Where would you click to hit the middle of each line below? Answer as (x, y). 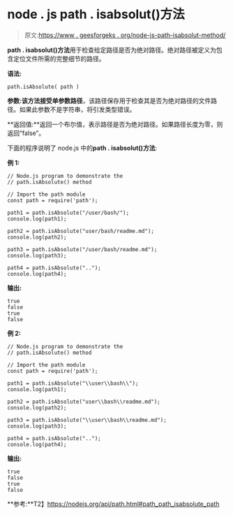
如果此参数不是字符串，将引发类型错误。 (77, 109)
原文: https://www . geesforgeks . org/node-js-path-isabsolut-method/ (125, 35)
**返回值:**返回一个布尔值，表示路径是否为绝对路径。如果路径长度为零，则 (115, 124)
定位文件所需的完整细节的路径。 (59, 58)
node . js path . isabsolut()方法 (96, 14)
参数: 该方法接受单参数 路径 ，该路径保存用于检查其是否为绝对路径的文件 (109, 100)
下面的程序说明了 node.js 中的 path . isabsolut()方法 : (82, 148)
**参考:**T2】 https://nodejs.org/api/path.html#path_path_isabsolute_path (113, 504)
